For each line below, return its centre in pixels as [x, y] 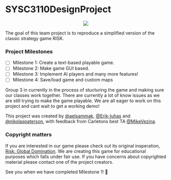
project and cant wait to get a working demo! [52, 106]
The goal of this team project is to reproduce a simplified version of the [80, 33]
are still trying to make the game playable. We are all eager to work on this [83, 101]
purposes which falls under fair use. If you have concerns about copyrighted [86, 157]
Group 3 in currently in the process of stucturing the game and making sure [85, 90]
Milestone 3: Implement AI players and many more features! [76, 74]
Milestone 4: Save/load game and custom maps [63, 80]
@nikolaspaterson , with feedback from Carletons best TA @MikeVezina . [81, 122]
